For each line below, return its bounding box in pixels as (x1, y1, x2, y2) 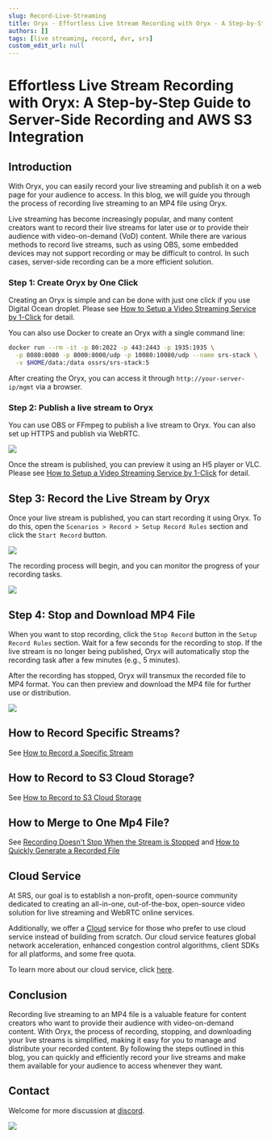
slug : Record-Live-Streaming (8, 11, 106, 20)
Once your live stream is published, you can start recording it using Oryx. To (8, 513, 262, 523)
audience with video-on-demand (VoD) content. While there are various (8, 231, 248, 241)
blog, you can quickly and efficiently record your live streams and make (8, 1053, 246, 1062)
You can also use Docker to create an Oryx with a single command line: (8, 328, 245, 338)
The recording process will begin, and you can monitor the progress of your (8, 561, 261, 571)
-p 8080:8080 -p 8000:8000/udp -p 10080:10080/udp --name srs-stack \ (15, 352, 258, 360)
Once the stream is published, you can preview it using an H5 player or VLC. (8, 460, 262, 469)
